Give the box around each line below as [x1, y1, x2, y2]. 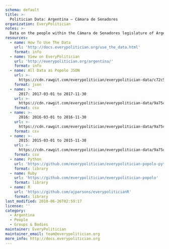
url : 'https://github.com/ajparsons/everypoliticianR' [14, 189, 132, 194]
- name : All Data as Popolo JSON [10, 68, 80, 73]
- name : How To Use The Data [10, 40, 71, 45]
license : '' [5, 203, 30, 208]
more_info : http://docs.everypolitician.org [5, 236, 100, 241]
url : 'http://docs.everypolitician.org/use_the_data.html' [14, 45, 141, 50]
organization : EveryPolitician [5, 21, 71, 27]
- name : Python [10, 157, 42, 162]
